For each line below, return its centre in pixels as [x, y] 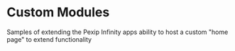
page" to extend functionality [49, 39]
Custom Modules [58, 12]
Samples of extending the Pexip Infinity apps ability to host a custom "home [117, 32]
